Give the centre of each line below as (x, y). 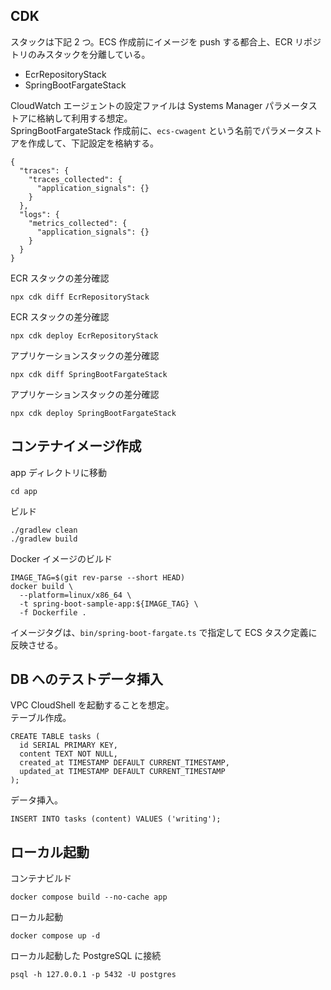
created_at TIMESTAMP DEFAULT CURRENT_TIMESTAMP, (124, 763)
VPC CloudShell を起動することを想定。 (92, 705)
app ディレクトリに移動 (58, 472)
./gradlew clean (44, 530)
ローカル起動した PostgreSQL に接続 (86, 956)
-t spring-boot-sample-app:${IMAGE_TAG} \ (109, 604)
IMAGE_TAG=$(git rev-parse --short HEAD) (98, 577)
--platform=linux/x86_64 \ (75, 595)
